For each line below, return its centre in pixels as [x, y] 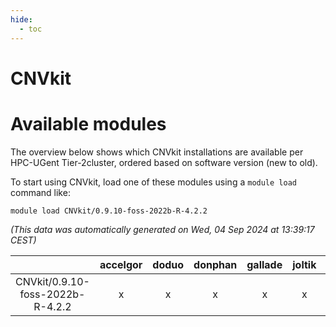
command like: [40, 192]
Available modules [88, 123]
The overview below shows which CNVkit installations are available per [157, 152]
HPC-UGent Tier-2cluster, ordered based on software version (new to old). [164, 162]
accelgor [121, 264]
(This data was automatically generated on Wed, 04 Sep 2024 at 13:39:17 [162, 229]
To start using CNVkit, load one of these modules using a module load [153, 182]
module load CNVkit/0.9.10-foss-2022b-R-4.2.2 [109, 211]
